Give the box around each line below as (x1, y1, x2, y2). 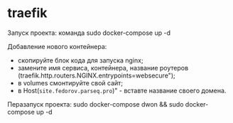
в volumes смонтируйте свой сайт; (17, 78, 123, 87)
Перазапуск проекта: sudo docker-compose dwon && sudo (7, 100, 184, 108)
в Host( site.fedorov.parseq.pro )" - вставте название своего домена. (17, 86, 227, 95)
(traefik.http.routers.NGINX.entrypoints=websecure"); (17, 71, 175, 80)
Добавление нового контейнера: (7, 42, 107, 50)
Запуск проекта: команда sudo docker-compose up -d (7, 28, 171, 37)
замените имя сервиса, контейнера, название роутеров (17, 63, 189, 72)
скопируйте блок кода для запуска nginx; (17, 55, 143, 65)
